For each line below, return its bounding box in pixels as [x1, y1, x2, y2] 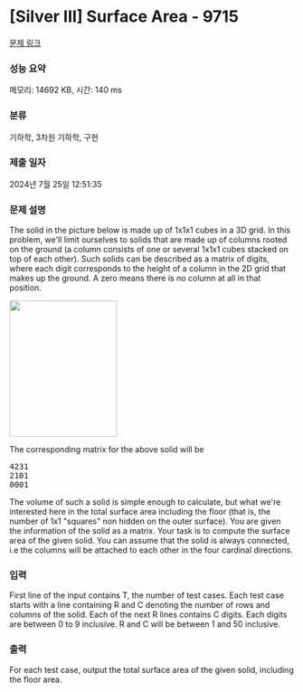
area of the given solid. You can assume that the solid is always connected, [9, 536, 289, 546]
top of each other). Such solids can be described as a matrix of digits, [9, 253, 270, 264]
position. [9, 282, 43, 293]
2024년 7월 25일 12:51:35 [9, 178, 102, 189]
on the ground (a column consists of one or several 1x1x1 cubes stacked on [9, 244, 289, 255]
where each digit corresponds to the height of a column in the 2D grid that [9, 263, 287, 274]
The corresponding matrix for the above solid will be [9, 444, 204, 455]
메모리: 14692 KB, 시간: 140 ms [9, 84, 122, 96]
